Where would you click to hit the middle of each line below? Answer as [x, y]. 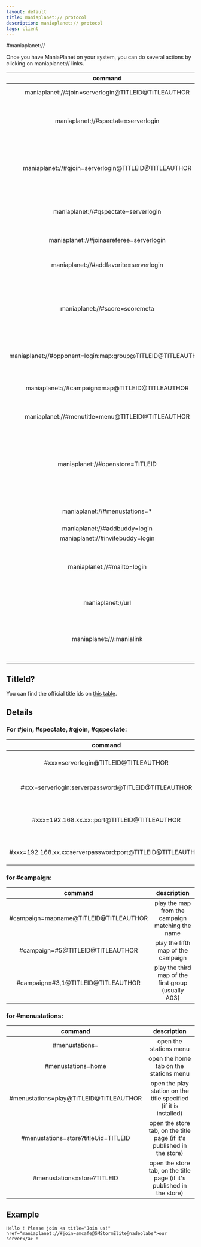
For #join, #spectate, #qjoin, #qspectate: [67, 729]
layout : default [26, 12]
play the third [173, 968]
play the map [173, 903]
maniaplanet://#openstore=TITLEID [107, 464]
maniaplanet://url [107, 603]
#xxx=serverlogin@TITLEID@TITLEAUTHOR [106, 762]
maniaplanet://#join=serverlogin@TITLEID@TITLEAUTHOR [107, 93]
